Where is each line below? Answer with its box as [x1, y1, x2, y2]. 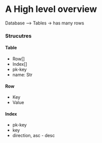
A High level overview [5, 3, 97, 15]
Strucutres [5, 32, 32, 39]
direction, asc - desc [12, 133, 55, 139]
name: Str [12, 72, 33, 78]
